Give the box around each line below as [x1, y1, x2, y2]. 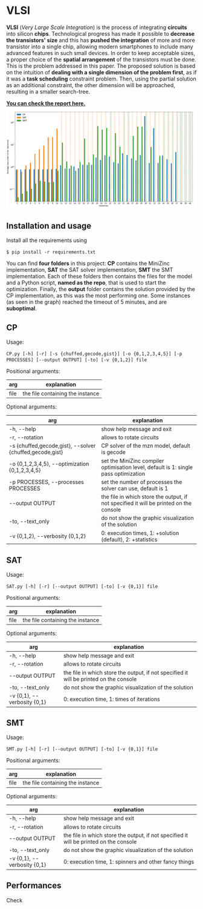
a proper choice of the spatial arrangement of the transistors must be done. [6, 56, 196, 63]
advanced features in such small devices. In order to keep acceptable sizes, [6, 49, 195, 56]
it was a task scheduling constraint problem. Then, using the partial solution [6, 75, 196, 82]
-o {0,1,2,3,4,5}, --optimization [8, 461, 89, 468]
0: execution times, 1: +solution [101, 529, 179, 536]
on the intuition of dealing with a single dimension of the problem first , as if [6, 68, 197, 76]
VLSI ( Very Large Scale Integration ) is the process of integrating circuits [6, 24, 187, 31]
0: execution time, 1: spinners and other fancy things [63, 858, 195, 865]
